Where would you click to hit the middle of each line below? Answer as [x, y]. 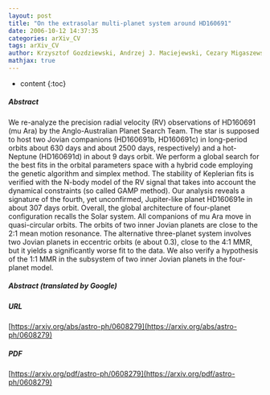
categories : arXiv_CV [45, 38]
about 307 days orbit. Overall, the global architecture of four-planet [120, 208]
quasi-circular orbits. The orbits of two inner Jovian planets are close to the [133, 224]
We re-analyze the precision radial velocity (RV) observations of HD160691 [132, 122]
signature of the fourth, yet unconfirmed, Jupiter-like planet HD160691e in [131, 199]
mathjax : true [32, 61]
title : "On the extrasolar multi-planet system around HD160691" [120, 23]
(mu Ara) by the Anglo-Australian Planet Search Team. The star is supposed [134, 130]
